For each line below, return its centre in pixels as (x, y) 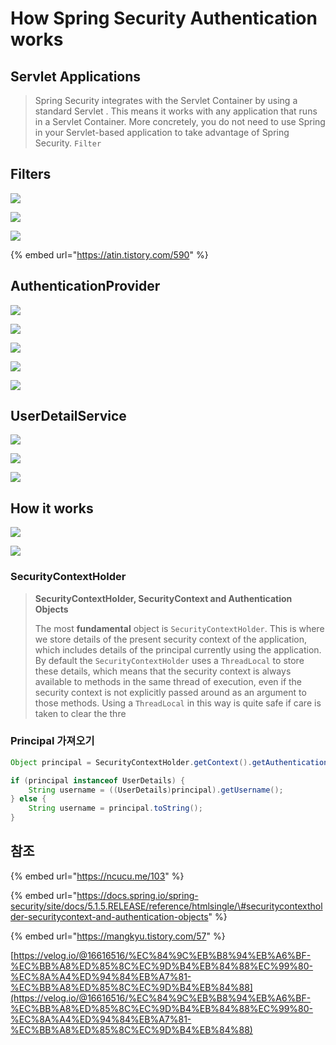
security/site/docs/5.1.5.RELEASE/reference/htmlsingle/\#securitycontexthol (166, 906)
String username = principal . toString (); (115, 808)
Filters (31, 174)
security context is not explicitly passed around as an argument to (170, 692)
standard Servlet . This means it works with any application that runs (176, 111)
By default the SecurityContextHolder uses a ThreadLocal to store (169, 660)
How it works (52, 508)
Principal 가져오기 (52, 741)
